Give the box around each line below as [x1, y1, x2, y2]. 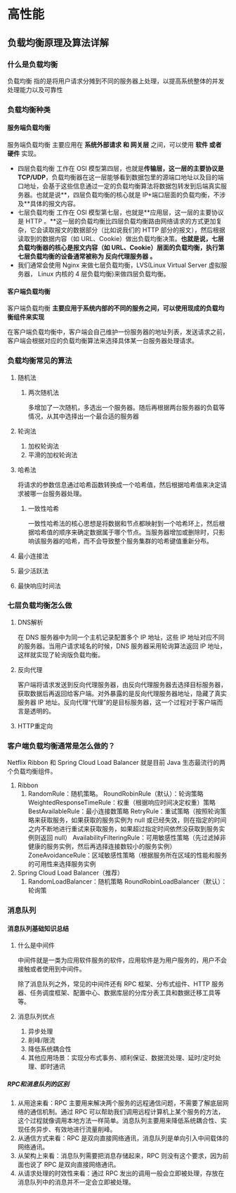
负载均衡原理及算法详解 [7, 37, 109, 49]
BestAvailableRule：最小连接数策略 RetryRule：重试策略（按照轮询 [27, 807, 221, 815]
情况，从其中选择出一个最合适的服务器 [27, 412, 139, 420]
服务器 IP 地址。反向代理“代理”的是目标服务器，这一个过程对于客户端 [17, 697, 217, 707]
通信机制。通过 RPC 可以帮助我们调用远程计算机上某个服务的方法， [29, 1108, 225, 1116]
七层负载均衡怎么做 [7, 600, 72, 610]
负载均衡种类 [7, 105, 51, 115]
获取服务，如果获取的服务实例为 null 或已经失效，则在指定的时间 [40, 816, 227, 825]
